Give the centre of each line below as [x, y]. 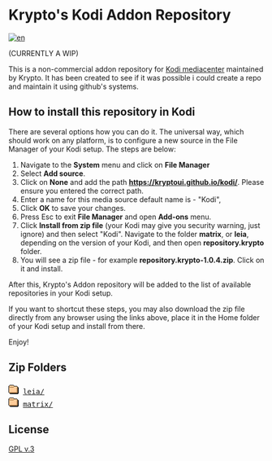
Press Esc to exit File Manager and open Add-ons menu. [116, 217]
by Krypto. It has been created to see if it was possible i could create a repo [135, 77]
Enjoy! [19, 342]
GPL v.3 [22, 449]
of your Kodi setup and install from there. [77, 326]
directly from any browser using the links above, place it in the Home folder [134, 317]
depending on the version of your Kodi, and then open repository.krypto [142, 243]
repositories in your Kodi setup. [61, 293]
